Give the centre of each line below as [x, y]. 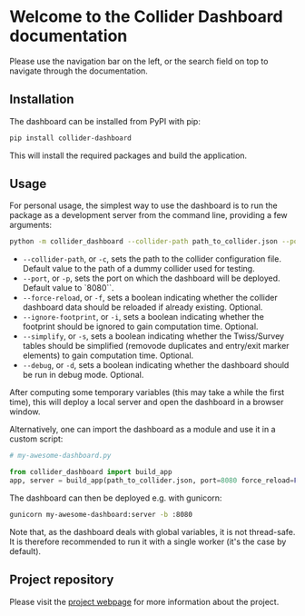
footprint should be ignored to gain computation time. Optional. [140, 327]
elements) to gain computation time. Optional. [108, 355]
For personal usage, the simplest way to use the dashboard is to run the [144, 205]
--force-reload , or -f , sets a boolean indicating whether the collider [150, 298]
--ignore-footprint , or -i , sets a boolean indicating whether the [143, 317]
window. [25, 412]
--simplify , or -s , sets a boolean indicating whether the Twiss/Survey [153, 336]
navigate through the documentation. [79, 71]
